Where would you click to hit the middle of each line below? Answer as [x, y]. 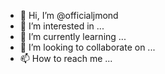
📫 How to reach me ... [66, 58]
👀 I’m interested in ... [62, 26]
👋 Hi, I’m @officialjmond [69, 15]
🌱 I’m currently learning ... [73, 36]
